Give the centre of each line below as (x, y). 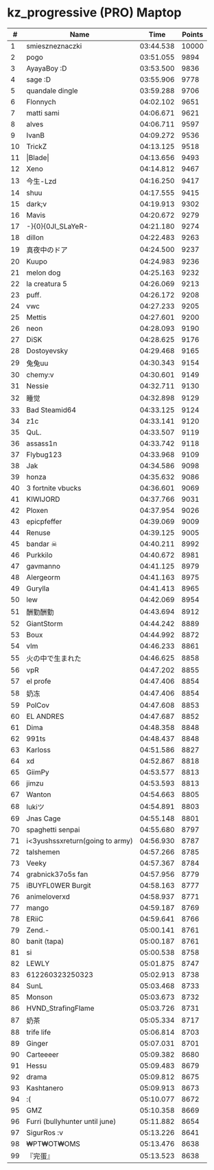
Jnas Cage (44, 818)
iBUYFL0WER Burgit (59, 885)
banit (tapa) (45, 941)
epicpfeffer (44, 521)
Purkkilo (39, 555)
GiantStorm (45, 623)
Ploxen (37, 510)
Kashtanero (45, 1088)
